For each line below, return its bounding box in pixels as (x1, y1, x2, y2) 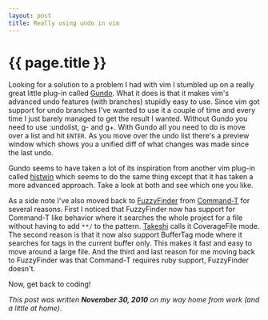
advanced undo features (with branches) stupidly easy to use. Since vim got (8, 97, 260, 106)
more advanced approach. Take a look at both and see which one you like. (8, 181, 254, 190)
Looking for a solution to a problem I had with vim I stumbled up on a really (8, 80, 254, 90)
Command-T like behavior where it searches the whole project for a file (8, 213, 243, 222)
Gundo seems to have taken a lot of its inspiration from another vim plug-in (8, 163, 256, 173)
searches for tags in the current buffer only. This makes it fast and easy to (8, 238, 252, 248)
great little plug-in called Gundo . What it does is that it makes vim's (8, 89, 230, 98)
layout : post (8, 11, 52, 20)
